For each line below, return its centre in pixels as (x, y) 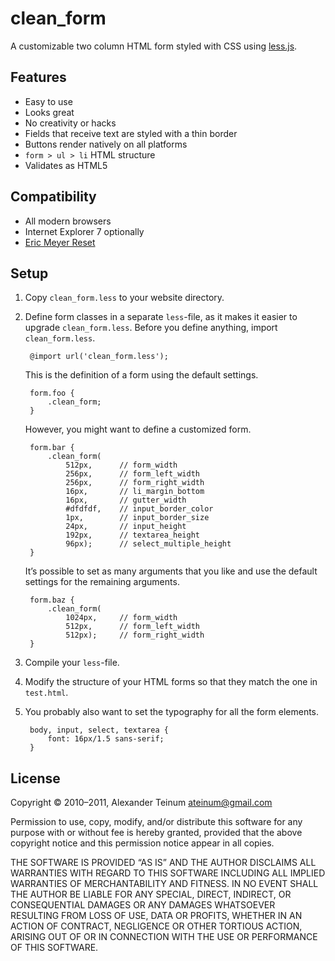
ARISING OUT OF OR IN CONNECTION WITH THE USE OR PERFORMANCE (164, 937)
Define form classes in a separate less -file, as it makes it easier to (161, 317)
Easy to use (48, 101)
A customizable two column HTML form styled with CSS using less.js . (154, 46)
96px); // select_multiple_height (148, 544)
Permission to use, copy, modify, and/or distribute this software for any (156, 822)
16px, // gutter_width (126, 500)
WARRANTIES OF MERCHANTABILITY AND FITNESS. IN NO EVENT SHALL (164, 884)
